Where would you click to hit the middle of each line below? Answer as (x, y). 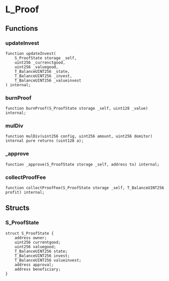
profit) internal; (25, 193)
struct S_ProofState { (30, 233)
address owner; (31, 238)
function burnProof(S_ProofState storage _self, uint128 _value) (77, 109)
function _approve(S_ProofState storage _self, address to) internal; (82, 164)
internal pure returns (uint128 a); (44, 141)
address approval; (34, 265)
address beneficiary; (37, 269)
